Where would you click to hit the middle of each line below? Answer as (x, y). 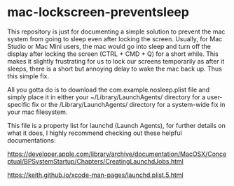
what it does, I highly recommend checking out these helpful (95, 133)
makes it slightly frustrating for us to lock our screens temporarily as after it (116, 61)
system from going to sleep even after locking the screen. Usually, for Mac (115, 38)
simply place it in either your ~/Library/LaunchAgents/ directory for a (106, 97)
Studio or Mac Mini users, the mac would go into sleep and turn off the (109, 46)
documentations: (32, 140)
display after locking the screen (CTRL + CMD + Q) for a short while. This (113, 54)
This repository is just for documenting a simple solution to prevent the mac (116, 31)
